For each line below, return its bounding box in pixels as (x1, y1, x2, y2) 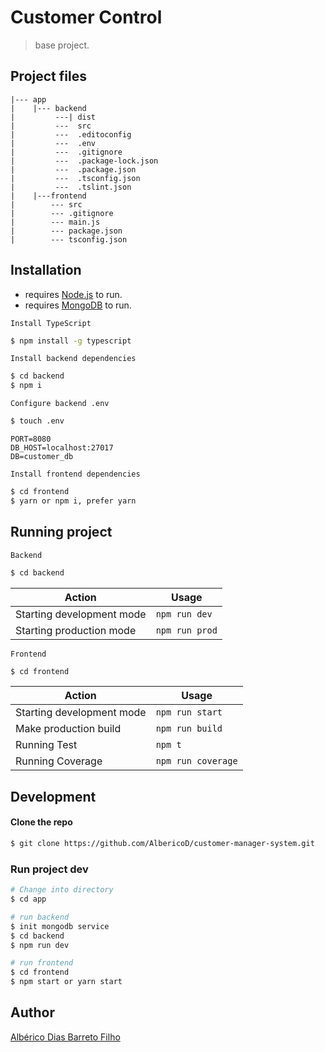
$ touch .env (10, 416, 65, 426)
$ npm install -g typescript (10, 336, 132, 346)
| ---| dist (10, 112, 97, 122)
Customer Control (10, 6, 163, 29)
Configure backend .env (10, 399, 110, 409)
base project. (34, 39, 90, 51)
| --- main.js (10, 217, 101, 227)
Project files (10, 68, 87, 85)
